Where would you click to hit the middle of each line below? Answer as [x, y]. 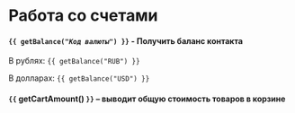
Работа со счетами [83, 16]
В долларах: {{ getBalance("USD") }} [79, 78]
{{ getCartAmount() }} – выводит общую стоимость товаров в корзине [147, 99]
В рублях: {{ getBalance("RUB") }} [74, 61]
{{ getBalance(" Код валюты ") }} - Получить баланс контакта [126, 40]
